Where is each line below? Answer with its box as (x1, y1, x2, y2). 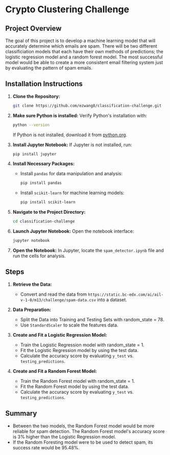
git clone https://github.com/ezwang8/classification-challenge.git (12, 103, 162, 108)
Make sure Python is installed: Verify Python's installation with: (12, 112, 147, 118)
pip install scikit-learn (20, 200, 76, 205)
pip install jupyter (12, 151, 57, 157)
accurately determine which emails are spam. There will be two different (5, 43, 157, 49)
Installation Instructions (5, 79, 83, 88)
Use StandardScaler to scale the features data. (20, 322, 118, 328)
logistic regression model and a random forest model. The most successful (5, 54, 163, 60)
